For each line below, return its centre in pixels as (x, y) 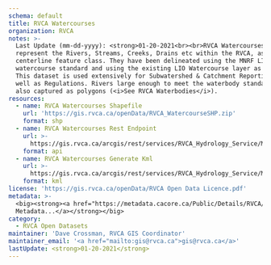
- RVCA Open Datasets (52, 226)
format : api (43, 151)
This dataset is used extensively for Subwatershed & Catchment (126, 76)
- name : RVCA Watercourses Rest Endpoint (86, 128)
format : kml (43, 181)
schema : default (35, 16)
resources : (27, 99)
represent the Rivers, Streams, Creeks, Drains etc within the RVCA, (135, 53)
